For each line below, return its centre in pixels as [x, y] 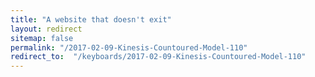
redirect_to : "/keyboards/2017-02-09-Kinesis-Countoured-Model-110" [158, 57]
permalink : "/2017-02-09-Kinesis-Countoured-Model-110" [129, 47]
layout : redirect [46, 29]
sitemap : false [42, 38]
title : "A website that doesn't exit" [91, 19]
